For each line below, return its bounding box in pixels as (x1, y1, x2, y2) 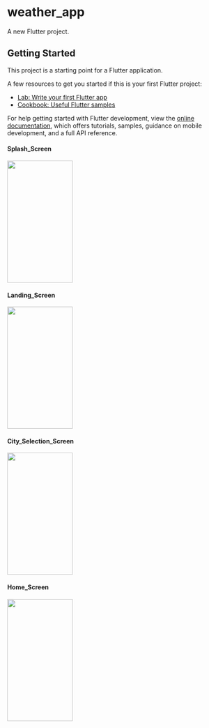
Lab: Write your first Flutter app (17, 93, 108, 101)
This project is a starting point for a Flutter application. (7, 66, 163, 74)
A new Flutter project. (7, 27, 70, 36)
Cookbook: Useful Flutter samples (17, 100, 116, 109)
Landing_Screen (7, 291, 56, 299)
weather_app (7, 4, 85, 20)
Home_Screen (7, 583, 49, 591)
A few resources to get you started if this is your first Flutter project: (7, 79, 202, 88)
